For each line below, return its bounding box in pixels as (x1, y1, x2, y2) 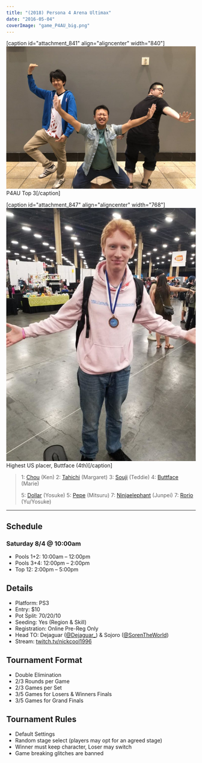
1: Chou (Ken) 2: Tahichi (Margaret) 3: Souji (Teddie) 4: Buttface (20, 474, 179, 481)
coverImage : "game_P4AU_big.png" (6, 22, 90, 28)
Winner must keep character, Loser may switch (14, 743, 132, 750)
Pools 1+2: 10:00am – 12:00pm (14, 553, 91, 560)
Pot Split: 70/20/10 (14, 612, 61, 619)
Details (6, 583, 33, 594)
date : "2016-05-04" (6, 16, 55, 22)
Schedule (6, 521, 43, 532)
